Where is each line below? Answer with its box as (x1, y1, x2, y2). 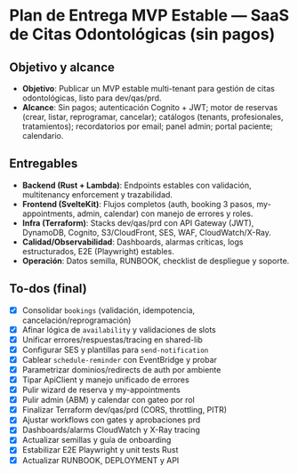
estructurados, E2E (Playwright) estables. (21, 245, 175, 256)
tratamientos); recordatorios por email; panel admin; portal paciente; (21, 121, 273, 132)
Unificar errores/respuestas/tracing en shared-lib (21, 334, 203, 345)
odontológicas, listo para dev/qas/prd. (21, 92, 162, 103)
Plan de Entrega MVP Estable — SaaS (9, 5, 290, 26)
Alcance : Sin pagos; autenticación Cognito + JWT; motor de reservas (21, 102, 278, 112)
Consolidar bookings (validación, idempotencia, (21, 304, 196, 316)
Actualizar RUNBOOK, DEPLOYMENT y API (21, 454, 180, 465)
